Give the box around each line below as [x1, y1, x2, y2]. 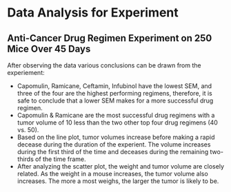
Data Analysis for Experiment [7, 5, 179, 21]
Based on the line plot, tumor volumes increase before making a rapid [17, 133, 215, 141]
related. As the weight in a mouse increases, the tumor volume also [17, 170, 208, 178]
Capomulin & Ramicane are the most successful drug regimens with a [17, 111, 215, 119]
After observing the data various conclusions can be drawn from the [7, 61, 201, 70]
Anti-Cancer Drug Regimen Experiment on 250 [7, 32, 212, 44]
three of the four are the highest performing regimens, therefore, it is [17, 89, 212, 97]
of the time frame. [34, 155, 86, 163]
